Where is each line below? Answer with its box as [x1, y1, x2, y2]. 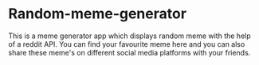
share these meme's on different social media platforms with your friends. [8, 48, 251, 57]
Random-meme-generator [8, 5, 187, 23]
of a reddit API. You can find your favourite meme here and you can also [8, 39, 245, 48]
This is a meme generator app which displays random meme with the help [8, 31, 251, 40]
